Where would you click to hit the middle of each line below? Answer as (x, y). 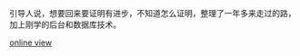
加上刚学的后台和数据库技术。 (65, 24)
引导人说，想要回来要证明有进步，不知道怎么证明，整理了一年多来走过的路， (153, 13)
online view (31, 42)
